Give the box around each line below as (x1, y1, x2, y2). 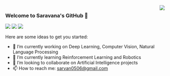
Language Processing (12, 49, 58, 55)
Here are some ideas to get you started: (5, 34, 89, 40)
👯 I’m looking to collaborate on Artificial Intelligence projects (12, 60, 138, 66)
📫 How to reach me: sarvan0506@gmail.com (12, 65, 108, 71)
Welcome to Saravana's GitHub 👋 (5, 12, 89, 19)
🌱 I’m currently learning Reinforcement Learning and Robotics (12, 54, 142, 60)
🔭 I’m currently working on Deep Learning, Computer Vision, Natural (12, 44, 155, 50)
